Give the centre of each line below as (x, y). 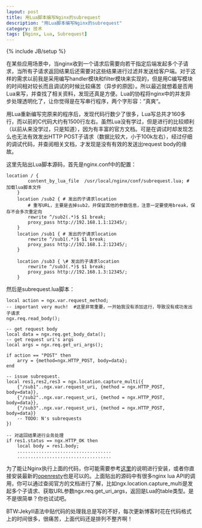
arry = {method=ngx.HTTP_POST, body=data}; (72, 361)
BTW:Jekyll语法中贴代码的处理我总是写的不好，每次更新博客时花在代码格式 (99, 511)
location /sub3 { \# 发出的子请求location (68, 262)
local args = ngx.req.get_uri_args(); (55, 345)
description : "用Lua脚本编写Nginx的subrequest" (64, 23)
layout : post (23, 12)
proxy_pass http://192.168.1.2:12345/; (78, 245)
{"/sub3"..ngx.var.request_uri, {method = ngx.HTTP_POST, (91, 408)
